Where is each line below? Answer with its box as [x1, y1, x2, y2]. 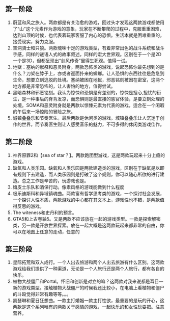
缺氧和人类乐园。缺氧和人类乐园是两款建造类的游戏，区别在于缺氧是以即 [12, 165, 164, 171]
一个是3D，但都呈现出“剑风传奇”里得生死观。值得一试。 [12, 58, 130, 64]
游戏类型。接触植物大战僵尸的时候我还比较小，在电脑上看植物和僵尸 [21, 285, 164, 291]
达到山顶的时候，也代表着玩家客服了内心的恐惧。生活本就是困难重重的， [12, 32, 164, 38]
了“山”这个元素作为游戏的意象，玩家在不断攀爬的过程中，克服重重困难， [12, 25, 164, 32]
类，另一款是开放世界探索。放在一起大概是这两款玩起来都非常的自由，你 [12, 222, 164, 228]
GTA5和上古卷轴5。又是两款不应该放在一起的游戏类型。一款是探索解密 [12, 216, 161, 222]
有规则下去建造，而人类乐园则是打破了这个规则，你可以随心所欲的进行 [12, 171, 160, 177]
